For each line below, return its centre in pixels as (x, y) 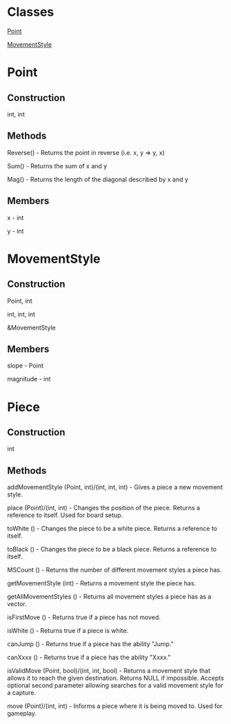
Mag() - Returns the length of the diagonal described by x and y (98, 179)
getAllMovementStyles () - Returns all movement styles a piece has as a (109, 596)
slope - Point (25, 365)
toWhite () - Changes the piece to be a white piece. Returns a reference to (112, 529)
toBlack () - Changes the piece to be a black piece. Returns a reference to (112, 550)
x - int (16, 217)
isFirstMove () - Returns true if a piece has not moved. (84, 617)
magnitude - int (29, 379)
